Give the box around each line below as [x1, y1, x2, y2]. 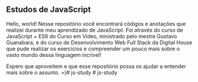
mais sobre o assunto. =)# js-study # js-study [6, 69, 118, 76]
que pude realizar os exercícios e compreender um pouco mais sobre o [6, 45, 180, 52]
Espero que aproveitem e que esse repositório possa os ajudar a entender [6, 63, 186, 70]
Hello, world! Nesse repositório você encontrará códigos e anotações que [6, 20, 186, 27]
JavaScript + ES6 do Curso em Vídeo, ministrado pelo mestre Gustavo [6, 32, 177, 40]
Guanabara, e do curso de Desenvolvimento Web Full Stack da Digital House [6, 39, 193, 46]
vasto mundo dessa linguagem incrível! [6, 51, 102, 58]
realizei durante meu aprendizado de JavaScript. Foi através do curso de [6, 26, 183, 33]
